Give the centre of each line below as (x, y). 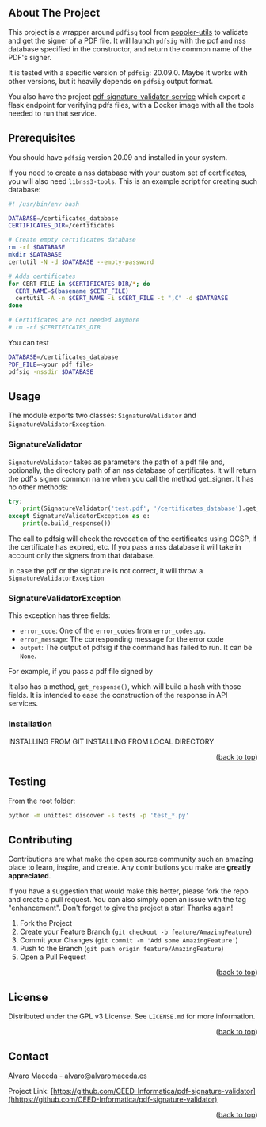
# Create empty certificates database (72, 240)
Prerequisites (42, 138)
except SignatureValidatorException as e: (79, 516)
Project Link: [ (31, 1091)
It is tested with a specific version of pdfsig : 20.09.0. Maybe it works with (128, 72)
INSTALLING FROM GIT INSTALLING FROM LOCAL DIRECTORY (111, 741)
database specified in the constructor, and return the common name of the (130, 49)
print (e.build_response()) (67, 524)
